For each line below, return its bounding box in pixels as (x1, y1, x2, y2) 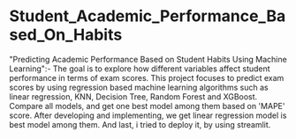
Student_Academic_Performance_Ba (9, 6, 286, 26)
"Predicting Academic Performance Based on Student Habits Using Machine (9, 54, 287, 64)
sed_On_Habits (9, 25, 123, 45)
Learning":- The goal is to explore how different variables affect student (9, 63, 271, 74)
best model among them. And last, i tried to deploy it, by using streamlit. (9, 119, 271, 129)
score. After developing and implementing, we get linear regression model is (9, 110, 287, 121)
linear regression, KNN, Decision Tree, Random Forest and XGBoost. (9, 91, 258, 102)
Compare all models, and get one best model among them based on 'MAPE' (9, 100, 285, 111)
